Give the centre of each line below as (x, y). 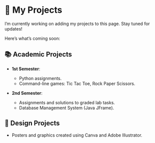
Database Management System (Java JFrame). (66, 108)
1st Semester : (26, 69)
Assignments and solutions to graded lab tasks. (67, 102)
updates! (13, 29)
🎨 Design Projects (32, 123)
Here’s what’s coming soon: (32, 38)
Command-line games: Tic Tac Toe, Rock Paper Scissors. (77, 84)
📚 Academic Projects (38, 54)
